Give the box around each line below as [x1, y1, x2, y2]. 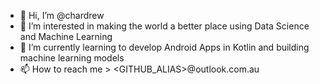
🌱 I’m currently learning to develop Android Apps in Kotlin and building [19, 41, 310, 53]
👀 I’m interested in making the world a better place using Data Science [19, 20, 310, 32]
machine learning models [19, 52, 125, 64]
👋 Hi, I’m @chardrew [19, 10, 105, 21]
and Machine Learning [19, 31, 113, 42]
